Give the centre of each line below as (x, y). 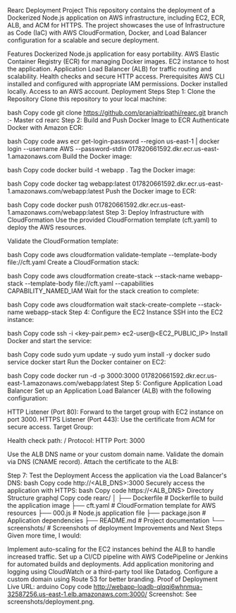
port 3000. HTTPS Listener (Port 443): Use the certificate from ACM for (112, 419)
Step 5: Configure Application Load (172, 383)
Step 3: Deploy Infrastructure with (155, 212)
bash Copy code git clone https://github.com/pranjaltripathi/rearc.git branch (118, 113)
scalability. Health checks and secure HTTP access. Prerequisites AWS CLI (116, 76)
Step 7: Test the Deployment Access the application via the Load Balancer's (117, 475)
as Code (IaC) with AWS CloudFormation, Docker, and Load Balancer (107, 32)
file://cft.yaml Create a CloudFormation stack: (73, 262)
